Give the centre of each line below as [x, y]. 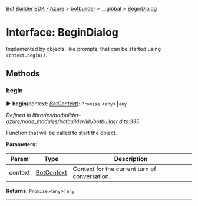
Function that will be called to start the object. [62, 133]
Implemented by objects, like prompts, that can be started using [83, 49]
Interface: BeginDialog [62, 33]
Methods [23, 74]
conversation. [92, 176]
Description [131, 159]
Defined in [19, 115]
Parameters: [22, 144]
